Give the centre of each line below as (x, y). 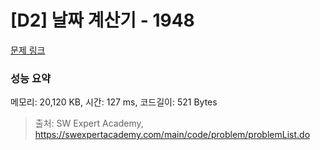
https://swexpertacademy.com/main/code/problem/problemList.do (172, 135)
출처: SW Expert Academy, (89, 123)
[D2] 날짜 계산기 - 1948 (102, 20)
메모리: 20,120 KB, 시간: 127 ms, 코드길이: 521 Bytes (114, 102)
